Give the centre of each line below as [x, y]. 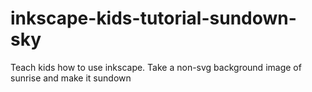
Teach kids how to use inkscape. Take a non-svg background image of [156, 67]
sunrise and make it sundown [71, 78]
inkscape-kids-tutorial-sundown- [153, 18]
